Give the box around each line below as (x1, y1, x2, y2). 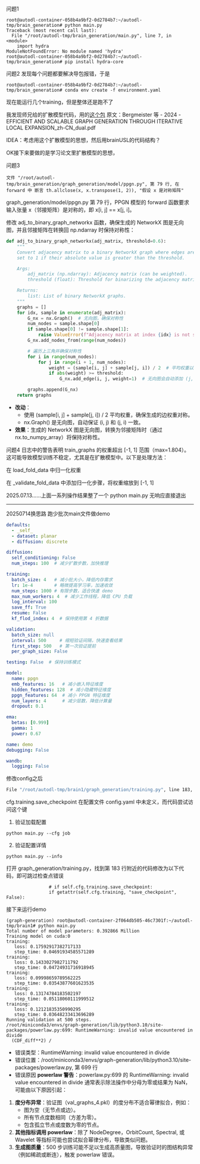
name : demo (6, 742, 33, 748)
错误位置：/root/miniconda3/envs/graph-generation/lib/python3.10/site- (14, 1057, 192, 1064)
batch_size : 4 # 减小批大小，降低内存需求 (11, 576, 113, 583)
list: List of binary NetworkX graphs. (27, 293, 127, 299)
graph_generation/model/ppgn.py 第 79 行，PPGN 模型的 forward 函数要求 (6, 199, 189, 206)
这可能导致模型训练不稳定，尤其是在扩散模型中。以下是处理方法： (6, 453, 168, 461)
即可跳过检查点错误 (16, 872, 64, 879)
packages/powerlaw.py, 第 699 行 (14, 1064, 98, 1071)
